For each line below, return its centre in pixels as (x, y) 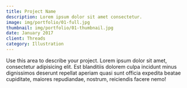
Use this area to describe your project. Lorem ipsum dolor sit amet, (87, 60)
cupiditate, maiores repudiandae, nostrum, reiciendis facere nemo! (86, 79)
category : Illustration (35, 44)
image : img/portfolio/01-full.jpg (48, 22)
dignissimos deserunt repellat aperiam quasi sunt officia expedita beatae (93, 73)
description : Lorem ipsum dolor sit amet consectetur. (74, 17)
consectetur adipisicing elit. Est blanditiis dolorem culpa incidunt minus (91, 66)
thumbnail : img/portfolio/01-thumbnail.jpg (60, 28)
